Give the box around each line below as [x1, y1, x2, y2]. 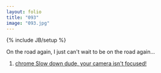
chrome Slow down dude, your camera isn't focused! [14, 60, 147, 67]
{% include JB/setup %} [6, 37, 66, 44]
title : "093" [6, 14, 39, 21]
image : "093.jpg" [6, 20, 50, 26]
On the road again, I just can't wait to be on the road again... [6, 48, 156, 56]
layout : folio [6, 8, 42, 15]
